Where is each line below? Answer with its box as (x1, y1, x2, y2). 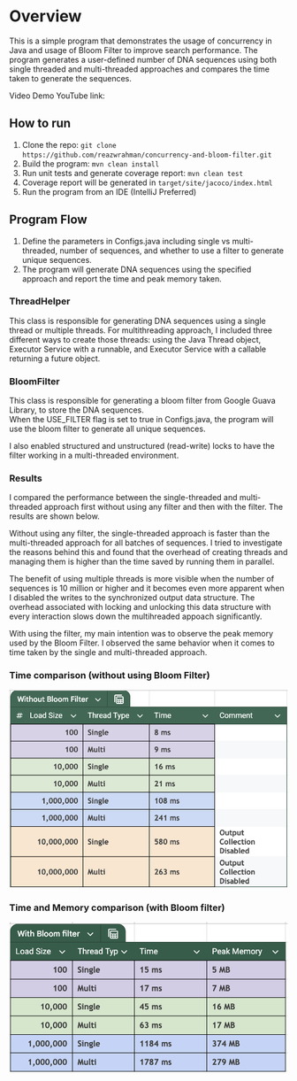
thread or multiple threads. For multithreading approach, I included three (9, 325, 272, 336)
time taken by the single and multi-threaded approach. (9, 647, 208, 658)
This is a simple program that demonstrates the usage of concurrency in (9, 35, 272, 46)
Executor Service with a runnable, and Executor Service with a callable (9, 344, 267, 354)
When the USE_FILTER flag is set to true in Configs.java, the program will (9, 414, 274, 425)
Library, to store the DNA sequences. (9, 405, 144, 415)
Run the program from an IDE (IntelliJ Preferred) (21, 186, 197, 197)
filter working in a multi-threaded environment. (9, 450, 179, 461)
